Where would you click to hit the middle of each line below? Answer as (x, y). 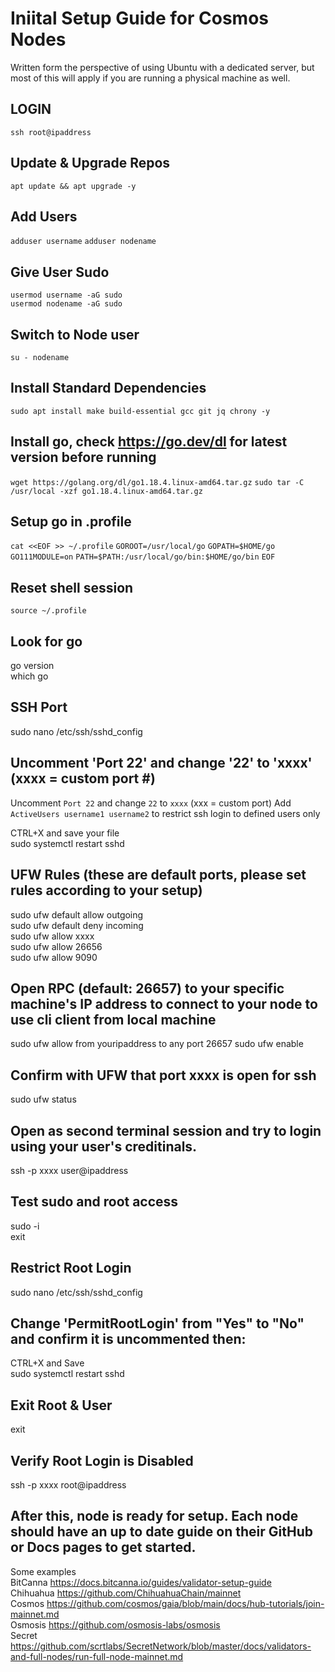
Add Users (44, 216)
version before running (83, 457)
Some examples (43, 1571)
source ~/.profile (48, 611)
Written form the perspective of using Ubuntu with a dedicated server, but (162, 67)
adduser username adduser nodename (83, 242)
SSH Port (39, 707)
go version (32, 666)
